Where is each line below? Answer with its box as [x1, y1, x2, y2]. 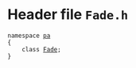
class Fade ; [21, 45, 61, 53]
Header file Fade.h [7, 6, 129, 24]
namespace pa [7, 32, 51, 40]
